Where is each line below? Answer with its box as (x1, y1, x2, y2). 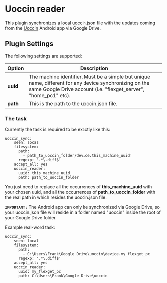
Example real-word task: (5, 224, 56, 230)
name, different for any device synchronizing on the (29, 79, 150, 86)
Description (80, 65, 108, 72)
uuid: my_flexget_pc (18, 269, 61, 274)
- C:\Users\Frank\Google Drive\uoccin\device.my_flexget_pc (23, 252, 150, 257)
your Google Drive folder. (5, 215, 57, 221)
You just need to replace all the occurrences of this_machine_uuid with (5, 184, 152, 190)
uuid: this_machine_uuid (18, 171, 70, 176)
